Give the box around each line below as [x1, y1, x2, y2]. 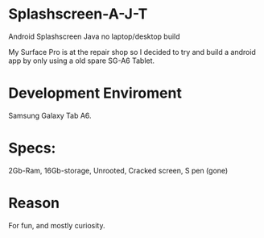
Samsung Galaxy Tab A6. [8, 111, 92, 120]
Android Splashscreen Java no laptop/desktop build [8, 31, 180, 41]
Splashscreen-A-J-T [8, 5, 148, 23]
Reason [8, 194, 60, 212]
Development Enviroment [8, 84, 183, 102]
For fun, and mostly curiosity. [8, 220, 105, 230]
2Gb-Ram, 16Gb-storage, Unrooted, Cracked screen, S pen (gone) [8, 165, 229, 175]
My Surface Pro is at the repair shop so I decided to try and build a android [8, 47, 256, 56]
